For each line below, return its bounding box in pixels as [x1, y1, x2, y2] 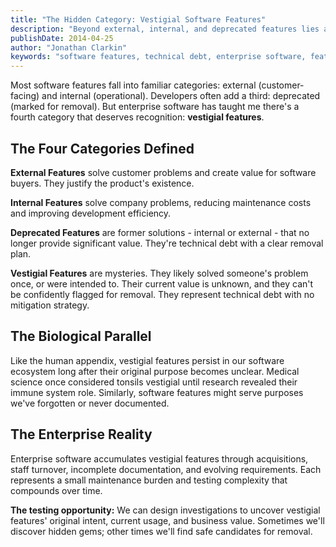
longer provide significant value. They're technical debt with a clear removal [10, 237, 324, 249]
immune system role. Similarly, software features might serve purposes [10, 386, 304, 398]
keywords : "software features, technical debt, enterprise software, [10, 52, 307, 62]
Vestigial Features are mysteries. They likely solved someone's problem [10, 267, 309, 279]
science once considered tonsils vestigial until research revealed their [10, 376, 298, 388]
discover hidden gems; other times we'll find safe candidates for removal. [10, 525, 313, 537]
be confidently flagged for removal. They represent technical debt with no [10, 288, 315, 300]
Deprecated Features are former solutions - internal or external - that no [10, 226, 310, 238]
